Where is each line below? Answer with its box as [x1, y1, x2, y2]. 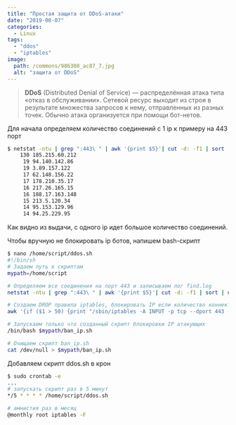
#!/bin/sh [7, 257, 37, 264]
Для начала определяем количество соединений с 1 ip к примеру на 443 [7, 124, 228, 133]
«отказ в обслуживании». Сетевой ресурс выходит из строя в [24, 95, 211, 104]
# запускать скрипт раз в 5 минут [7, 386, 109, 393]
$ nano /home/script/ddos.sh [7, 250, 93, 257]
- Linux [13, 29, 37, 37]
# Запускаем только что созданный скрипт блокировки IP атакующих [7, 321, 206, 328]
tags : [7, 36, 23, 43]
